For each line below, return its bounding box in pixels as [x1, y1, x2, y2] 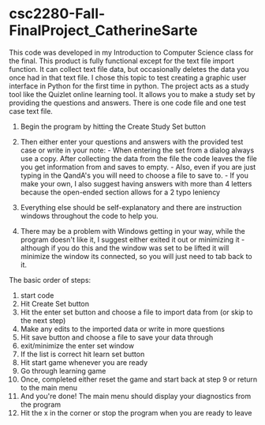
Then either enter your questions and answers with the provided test [20, 137, 244, 146]
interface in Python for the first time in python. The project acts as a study [9, 81, 249, 91]
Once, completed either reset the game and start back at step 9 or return [20, 374, 258, 384]
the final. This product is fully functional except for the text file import [9, 56, 235, 66]
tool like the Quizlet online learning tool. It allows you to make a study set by [9, 89, 256, 99]
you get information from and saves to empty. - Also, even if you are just [20, 162, 256, 171]
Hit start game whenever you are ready [20, 357, 148, 367]
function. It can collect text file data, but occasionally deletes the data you [9, 64, 249, 73]
